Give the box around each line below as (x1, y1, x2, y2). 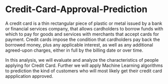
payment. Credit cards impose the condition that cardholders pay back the (5, 36, 160, 43)
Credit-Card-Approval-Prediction (5, 4, 148, 15)
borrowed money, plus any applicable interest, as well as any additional (5, 41, 153, 48)
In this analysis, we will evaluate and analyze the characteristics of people (5, 57, 159, 63)
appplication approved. (5, 73, 53, 79)
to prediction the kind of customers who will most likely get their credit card (5, 67, 162, 74)
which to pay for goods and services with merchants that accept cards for (5, 31, 159, 37)
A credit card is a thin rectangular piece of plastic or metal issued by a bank (5, 20, 162, 26)
